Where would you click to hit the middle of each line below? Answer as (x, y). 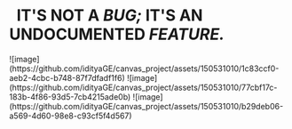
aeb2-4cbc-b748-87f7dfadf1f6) (67, 77)
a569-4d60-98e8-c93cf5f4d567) (71, 116)
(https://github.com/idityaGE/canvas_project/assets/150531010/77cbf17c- (143, 87)
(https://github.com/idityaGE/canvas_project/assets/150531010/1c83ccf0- (144, 69)
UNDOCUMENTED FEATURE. (117, 34)
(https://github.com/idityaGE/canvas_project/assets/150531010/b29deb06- (146, 106)
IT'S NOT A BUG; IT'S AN (110, 16)
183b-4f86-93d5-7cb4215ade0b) (70, 97)
